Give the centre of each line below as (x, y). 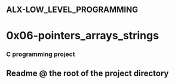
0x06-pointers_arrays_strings (83, 35)
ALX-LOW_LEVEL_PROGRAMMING (72, 10)
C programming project (41, 54)
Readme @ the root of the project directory (87, 73)
